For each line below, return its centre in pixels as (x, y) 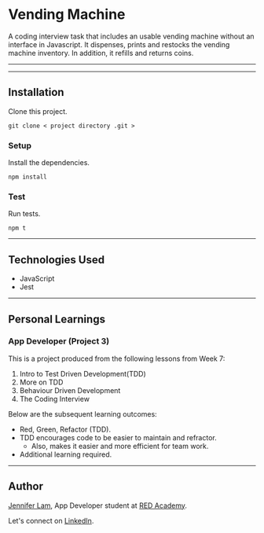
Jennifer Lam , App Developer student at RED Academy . (97, 505)
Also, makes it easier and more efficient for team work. (120, 446)
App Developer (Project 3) (59, 341)
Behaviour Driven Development (70, 390)
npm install (27, 177)
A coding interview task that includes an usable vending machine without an (131, 36)
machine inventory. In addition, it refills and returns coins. (101, 53)
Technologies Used (56, 260)
